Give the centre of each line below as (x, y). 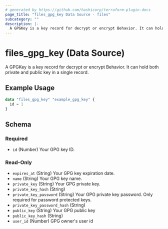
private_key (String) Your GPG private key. (56, 184)
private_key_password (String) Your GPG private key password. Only (82, 194)
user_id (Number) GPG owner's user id (53, 221)
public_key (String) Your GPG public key (54, 210)
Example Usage (30, 88)
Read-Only (19, 162)
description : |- (22, 24)
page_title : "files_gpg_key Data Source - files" (58, 14)
